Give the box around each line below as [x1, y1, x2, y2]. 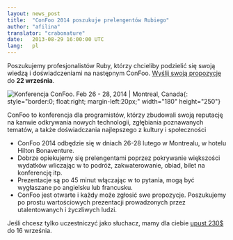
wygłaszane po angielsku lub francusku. [17, 184, 134, 191]
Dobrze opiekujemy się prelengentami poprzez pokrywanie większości [17, 154, 220, 162]
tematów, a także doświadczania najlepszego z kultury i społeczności [7, 126, 207, 134]
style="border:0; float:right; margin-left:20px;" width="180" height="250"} [7, 97, 221, 105]
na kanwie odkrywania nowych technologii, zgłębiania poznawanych [7, 118, 204, 126]
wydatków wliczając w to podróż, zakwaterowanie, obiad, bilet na [17, 161, 205, 169]
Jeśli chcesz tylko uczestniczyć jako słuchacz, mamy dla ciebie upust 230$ [7, 219, 224, 227]
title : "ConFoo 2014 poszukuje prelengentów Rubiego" [7, 17, 170, 24]
